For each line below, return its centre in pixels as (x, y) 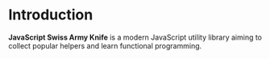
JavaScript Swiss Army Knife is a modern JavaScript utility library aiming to (135, 37)
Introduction (51, 15)
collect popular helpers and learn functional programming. (105, 45)
